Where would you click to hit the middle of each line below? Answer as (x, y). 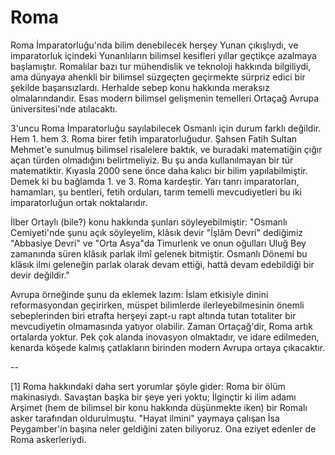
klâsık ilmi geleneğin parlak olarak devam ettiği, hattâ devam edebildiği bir (162, 264)
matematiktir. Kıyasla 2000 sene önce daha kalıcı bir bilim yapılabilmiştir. (159, 170)
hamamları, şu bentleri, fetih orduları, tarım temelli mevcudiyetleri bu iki (156, 192)
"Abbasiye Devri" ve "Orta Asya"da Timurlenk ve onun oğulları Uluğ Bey (158, 243)
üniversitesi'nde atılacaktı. (64, 108)
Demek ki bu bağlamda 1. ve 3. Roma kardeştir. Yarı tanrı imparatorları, (155, 181)
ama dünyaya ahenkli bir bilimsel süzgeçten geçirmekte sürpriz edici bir (158, 77)
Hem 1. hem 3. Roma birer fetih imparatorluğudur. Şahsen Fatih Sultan (154, 138)
